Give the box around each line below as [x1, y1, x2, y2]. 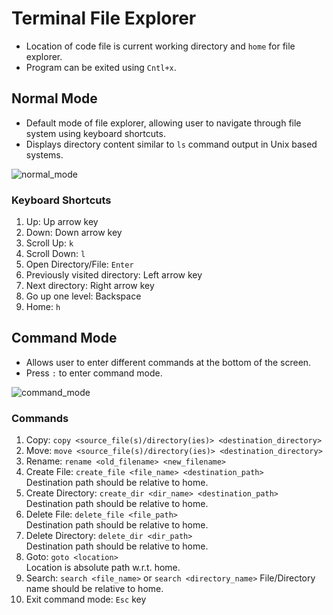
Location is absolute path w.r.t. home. [25, 562, 181, 574]
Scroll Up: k [25, 237, 74, 249]
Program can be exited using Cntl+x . [25, 61, 177, 73]
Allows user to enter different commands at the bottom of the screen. [25, 356, 312, 368]
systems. [25, 148, 64, 161]
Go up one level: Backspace [25, 290, 142, 302]
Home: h [25, 301, 61, 313]
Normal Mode [11, 90, 98, 107]
